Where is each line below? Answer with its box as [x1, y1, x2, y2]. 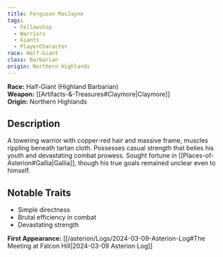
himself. [7, 167, 30, 175]
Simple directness [17, 205, 71, 214]
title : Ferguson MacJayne [7, 10, 84, 18]
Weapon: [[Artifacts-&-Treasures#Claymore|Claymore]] [7, 90, 171, 98]
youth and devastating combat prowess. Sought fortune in [7, 151, 177, 160]
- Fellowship [13, 23, 52, 30]
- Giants [13, 37, 40, 44]
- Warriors [13, 30, 46, 37]
